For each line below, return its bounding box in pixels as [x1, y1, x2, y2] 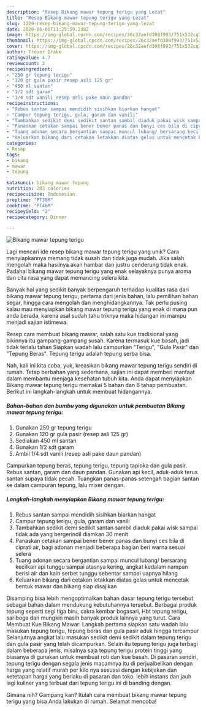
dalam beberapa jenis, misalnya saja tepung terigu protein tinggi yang [6, 647, 182, 654]
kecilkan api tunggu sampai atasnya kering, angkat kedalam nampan [15, 563, 188, 571]
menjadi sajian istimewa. [6, 318, 69, 326]
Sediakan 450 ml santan [15, 437, 77, 445]
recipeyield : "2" [6, 208, 51, 215]
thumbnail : [6, 37, 34, 44]
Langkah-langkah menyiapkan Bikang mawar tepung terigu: [6, 495, 164, 503]
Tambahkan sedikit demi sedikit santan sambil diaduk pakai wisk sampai [15, 524, 198, 531]
